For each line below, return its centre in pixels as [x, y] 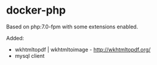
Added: [15, 38]
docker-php [36, 10]
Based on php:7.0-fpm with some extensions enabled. [72, 27]
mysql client [29, 56]
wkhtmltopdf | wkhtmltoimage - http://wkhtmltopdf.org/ [83, 49]
